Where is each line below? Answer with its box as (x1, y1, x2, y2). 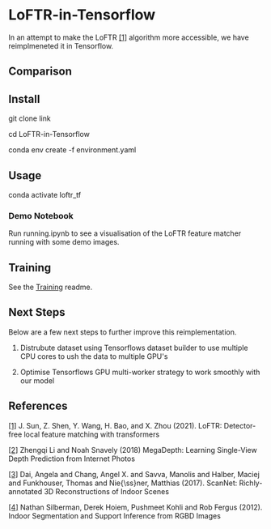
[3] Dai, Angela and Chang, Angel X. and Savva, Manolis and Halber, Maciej (8, 469, 260, 479)
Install (8, 92, 40, 106)
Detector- (223, 420, 256, 430)
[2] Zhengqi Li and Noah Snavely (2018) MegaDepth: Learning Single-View (8, 445, 257, 454)
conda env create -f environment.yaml (8, 145, 137, 155)
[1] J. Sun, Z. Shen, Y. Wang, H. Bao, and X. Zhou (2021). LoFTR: (8, 420, 222, 430)
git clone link (8, 113, 51, 123)
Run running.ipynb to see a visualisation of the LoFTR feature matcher (8, 228, 242, 238)
